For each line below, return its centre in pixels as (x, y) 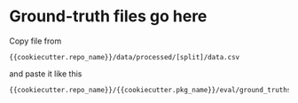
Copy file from (35, 41)
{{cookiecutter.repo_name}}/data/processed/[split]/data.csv (125, 57)
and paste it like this (46, 74)
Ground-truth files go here (108, 16)
